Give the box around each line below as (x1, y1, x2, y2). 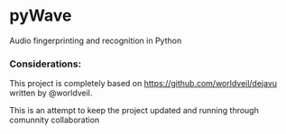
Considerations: (9, 58, 82, 70)
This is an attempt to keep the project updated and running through (9, 105, 259, 116)
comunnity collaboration (9, 114, 100, 126)
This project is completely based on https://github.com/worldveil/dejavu (9, 78, 278, 89)
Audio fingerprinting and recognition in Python (9, 35, 182, 46)
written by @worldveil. (9, 87, 93, 99)
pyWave (9, 5, 72, 26)
